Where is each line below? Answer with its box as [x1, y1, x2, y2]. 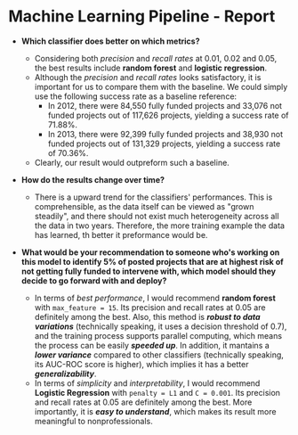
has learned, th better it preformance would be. [34, 229, 208, 240]
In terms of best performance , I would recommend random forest [34, 292, 277, 303]
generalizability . [34, 368, 97, 379]
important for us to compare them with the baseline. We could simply [34, 81, 288, 92]
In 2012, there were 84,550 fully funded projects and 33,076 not [47, 100, 282, 111]
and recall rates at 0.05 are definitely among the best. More [34, 397, 253, 407]
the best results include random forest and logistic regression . [34, 62, 268, 73]
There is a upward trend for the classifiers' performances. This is [34, 192, 273, 202]
